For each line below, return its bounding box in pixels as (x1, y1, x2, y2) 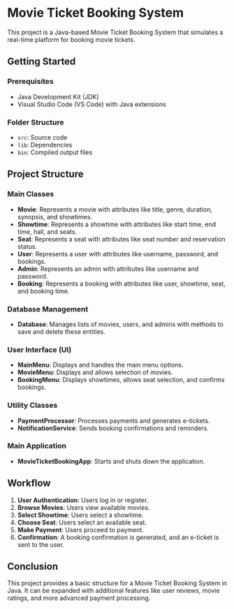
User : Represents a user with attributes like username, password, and (17, 249, 219, 258)
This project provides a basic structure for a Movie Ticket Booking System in (7, 579, 228, 587)
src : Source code (17, 133, 68, 141)
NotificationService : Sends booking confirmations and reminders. (17, 424, 209, 432)
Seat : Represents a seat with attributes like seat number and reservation (17, 235, 226, 243)
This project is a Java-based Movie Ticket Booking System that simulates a (7, 28, 224, 36)
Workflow (7, 477, 51, 490)
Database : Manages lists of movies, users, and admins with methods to (17, 320, 224, 328)
